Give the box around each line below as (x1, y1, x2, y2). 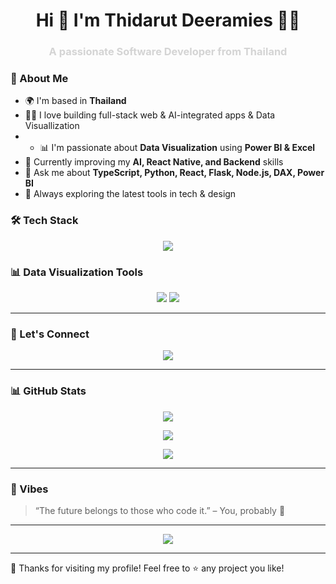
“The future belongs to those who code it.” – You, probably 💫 (34, 504, 286, 516)
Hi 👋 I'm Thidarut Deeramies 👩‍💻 (35, 9, 301, 32)
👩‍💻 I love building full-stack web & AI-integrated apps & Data (24, 109, 276, 121)
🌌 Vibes (10, 482, 49, 496)
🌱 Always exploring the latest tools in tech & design (24, 188, 237, 200)
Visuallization (24, 120, 80, 132)
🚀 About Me (10, 72, 69, 86)
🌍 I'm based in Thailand (24, 95, 127, 107)
